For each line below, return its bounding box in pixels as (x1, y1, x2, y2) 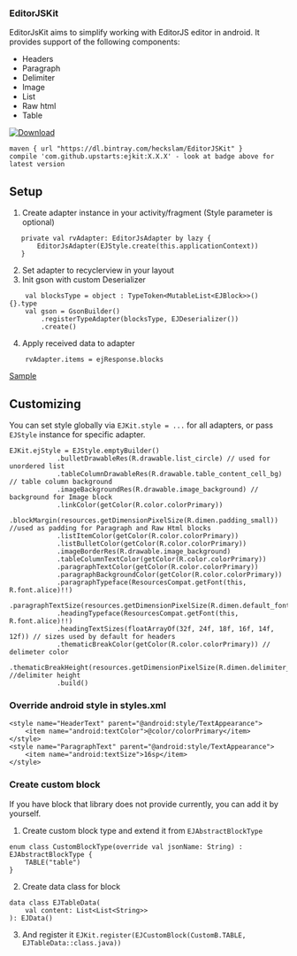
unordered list (9, 461, 65, 471)
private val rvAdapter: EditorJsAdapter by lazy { (20, 234, 212, 243)
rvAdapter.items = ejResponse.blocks (25, 355, 164, 365)
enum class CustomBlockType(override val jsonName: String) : (9, 842, 243, 852)
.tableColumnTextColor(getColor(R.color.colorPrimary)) (56, 554, 267, 564)
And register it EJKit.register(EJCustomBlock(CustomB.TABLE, (21, 929, 247, 940)
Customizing (9, 397, 81, 412)
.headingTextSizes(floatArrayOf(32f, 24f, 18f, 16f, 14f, (56, 624, 275, 633)
